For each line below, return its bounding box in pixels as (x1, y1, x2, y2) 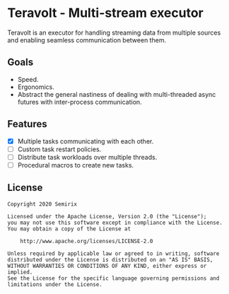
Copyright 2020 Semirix (7, 200, 78, 208)
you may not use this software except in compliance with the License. (7, 219, 223, 226)
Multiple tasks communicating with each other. (17, 136, 154, 146)
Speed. (17, 75, 39, 83)
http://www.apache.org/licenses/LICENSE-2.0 (20, 237, 153, 245)
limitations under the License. (7, 281, 102, 288)
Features (7, 118, 47, 130)
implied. (7, 269, 33, 276)
